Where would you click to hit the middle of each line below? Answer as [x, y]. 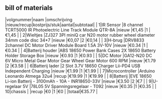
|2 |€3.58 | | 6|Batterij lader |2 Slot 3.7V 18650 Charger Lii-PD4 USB [73, 66]
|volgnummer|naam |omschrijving [39, 19]
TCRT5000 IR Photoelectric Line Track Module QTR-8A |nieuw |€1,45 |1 [76, 30]
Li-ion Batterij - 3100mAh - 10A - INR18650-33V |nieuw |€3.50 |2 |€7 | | [76, 81]
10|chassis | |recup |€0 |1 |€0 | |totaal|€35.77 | [51, 91]
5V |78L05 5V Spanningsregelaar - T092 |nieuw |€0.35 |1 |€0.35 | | [89, 86]
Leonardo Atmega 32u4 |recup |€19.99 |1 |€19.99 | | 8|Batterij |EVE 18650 [78, 76]
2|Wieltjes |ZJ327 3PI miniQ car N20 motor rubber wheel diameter [89, 35]
